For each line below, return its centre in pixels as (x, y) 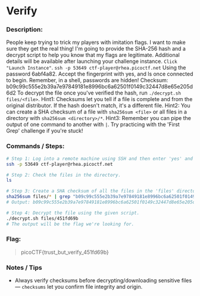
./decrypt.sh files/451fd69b (42, 218)
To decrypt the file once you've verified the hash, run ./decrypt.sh (99, 93)
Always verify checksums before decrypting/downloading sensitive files (103, 281)
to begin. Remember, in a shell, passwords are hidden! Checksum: (87, 80)
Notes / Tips (24, 267)
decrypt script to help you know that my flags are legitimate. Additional (93, 55)
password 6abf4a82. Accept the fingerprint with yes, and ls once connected (100, 74)
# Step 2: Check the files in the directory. (63, 175)
